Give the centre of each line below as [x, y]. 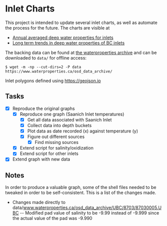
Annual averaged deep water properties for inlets [63, 37]
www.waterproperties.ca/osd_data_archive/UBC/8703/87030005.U [92, 207]
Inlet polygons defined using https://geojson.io [53, 80]
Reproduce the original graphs [44, 108]
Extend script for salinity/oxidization [57, 148]
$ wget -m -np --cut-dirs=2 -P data [43, 67]
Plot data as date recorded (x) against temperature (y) [83, 131]
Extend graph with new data [41, 159]
